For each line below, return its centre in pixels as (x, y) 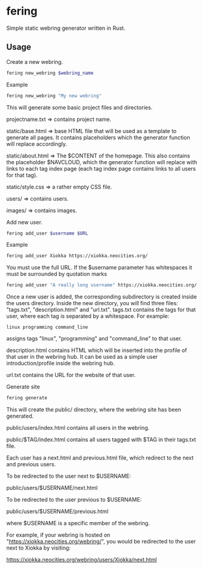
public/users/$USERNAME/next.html (52, 488)
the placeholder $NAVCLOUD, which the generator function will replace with (102, 162)
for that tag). (22, 175)
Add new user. (24, 222)
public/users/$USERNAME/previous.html (57, 511)
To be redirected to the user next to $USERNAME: (69, 476)
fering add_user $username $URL (47, 233)
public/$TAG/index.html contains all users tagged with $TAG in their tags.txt (101, 440)
